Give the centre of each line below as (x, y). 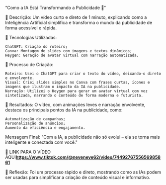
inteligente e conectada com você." (41, 142)
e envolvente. (20, 78)
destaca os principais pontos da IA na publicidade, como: (64, 110)
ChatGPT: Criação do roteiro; (37, 47)
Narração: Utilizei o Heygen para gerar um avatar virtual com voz (77, 91)
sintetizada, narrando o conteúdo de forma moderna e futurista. (74, 95)
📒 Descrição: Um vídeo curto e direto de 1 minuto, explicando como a (76, 17)
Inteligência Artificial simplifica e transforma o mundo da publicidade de (79, 23)
